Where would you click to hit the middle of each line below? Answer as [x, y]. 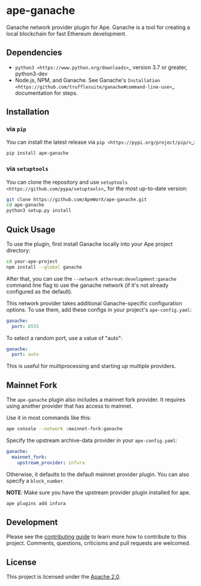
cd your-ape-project [32, 262]
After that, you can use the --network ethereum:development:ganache [91, 279]
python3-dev [31, 74]
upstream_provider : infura [51, 463]
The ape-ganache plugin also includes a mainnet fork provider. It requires [96, 400]
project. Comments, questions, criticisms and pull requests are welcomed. [98, 543]
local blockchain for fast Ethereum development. [66, 33]
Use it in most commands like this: [49, 418]
